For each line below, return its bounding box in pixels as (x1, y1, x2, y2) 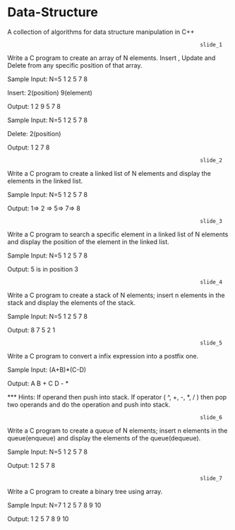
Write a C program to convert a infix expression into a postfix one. (7, 351, 199, 360)
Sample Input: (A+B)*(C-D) (7, 365, 87, 374)
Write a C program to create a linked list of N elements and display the (7, 169, 212, 177)
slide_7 (200, 474, 222, 482)
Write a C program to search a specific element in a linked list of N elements (7, 230, 229, 239)
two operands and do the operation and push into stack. (7, 400, 171, 409)
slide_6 (200, 414, 222, 421)
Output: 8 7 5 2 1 (7, 325, 55, 334)
